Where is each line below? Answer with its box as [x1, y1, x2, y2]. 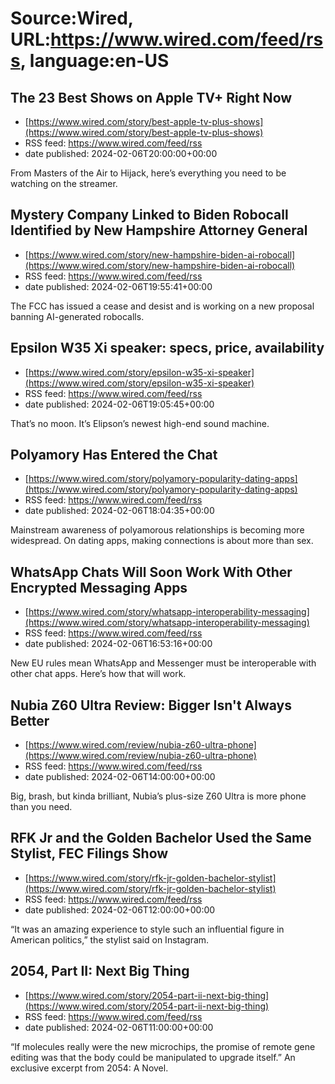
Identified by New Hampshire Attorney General [10, 222, 308, 239]
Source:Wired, [10, 7, 134, 30]
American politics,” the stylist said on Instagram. [10, 933, 210, 946]
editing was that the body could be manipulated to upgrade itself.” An [10, 1051, 296, 1063]
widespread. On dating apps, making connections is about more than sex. [10, 535, 314, 547]
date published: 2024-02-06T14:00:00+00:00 [24, 771, 216, 783]
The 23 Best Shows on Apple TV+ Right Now [10, 89, 293, 106]
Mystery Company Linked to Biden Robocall [10, 207, 289, 224]
